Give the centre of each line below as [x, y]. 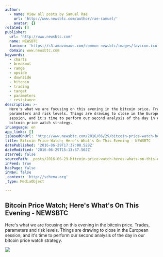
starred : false [20, 154]
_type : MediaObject [25, 182]
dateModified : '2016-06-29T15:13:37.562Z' [49, 150]
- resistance [23, 100]
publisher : [16, 32]
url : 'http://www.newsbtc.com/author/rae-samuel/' [66, 18]
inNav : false [18, 173]
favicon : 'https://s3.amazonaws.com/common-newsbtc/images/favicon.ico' [84, 46]
